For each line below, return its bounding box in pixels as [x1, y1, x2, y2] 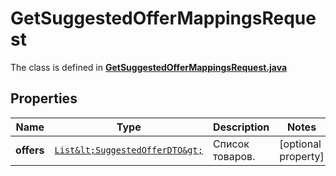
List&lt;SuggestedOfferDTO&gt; [54, 144, 203, 156]
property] [279, 149, 325, 163]
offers [15, 143, 45, 157]
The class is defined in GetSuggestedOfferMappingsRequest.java [10, 61, 288, 73]
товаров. [212, 149, 256, 163]
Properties [10, 90, 78, 107]
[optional [279, 137, 322, 151]
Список [212, 137, 250, 151]
